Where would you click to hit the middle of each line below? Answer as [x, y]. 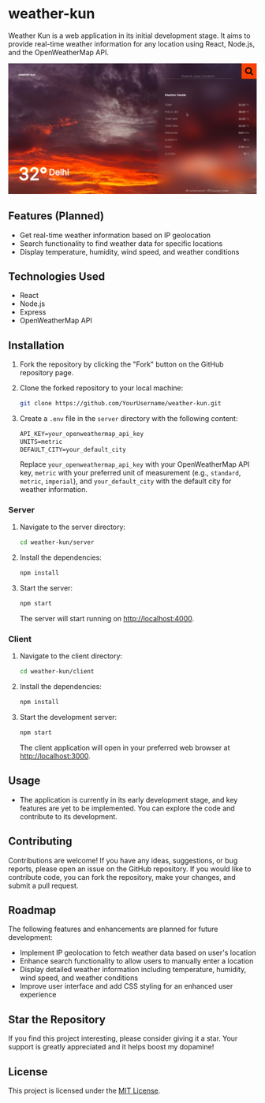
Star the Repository [57, 1019]
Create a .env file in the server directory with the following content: [129, 419]
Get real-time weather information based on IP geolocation [115, 235]
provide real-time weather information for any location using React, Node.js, [131, 43]
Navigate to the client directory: [71, 656]
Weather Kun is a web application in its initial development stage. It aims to [129, 35]
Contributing [40, 842]
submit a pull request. [43, 885]
